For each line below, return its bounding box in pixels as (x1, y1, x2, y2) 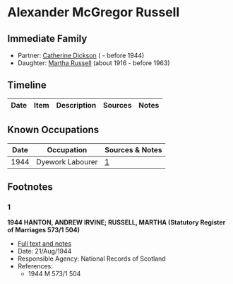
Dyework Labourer (36, 157, 98, 166)
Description (56, 100, 97, 110)
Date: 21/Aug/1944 (17, 247, 72, 256)
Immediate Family (7, 33, 88, 45)
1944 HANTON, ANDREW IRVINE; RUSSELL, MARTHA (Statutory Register (7, 218, 226, 227)
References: (17, 262, 53, 271)
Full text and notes (17, 239, 72, 248)
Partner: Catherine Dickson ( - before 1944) (17, 51, 145, 59)
